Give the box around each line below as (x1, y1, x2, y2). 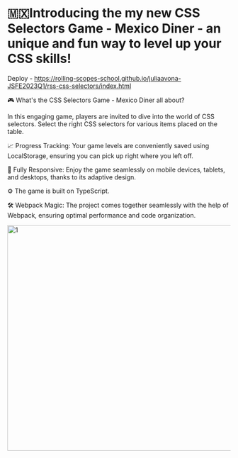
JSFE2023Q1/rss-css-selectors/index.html (7, 82, 132, 90)
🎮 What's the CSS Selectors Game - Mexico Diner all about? (7, 96, 185, 104)
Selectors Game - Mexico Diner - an (7, 21, 222, 37)
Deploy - (7, 74, 33, 82)
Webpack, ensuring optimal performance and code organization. (7, 211, 196, 219)
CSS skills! (7, 51, 72, 67)
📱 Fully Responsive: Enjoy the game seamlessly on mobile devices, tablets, (7, 165, 225, 174)
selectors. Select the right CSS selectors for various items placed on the (7, 119, 218, 128)
